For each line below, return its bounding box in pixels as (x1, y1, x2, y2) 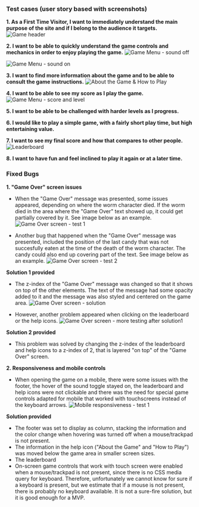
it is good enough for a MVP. (14, 494, 85, 501)
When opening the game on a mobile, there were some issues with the (14, 376, 188, 383)
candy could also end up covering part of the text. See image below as (14, 251, 189, 258)
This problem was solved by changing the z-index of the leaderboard (14, 340, 185, 347)
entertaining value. (6, 126, 55, 133)
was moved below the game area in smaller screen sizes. (14, 449, 156, 457)
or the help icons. (14, 317, 58, 324)
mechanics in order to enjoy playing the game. (6, 49, 123, 56)
